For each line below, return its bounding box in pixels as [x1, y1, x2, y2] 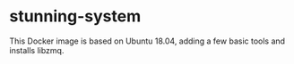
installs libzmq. [9, 44, 65, 55]
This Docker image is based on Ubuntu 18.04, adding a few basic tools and [9, 36, 285, 46]
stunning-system [9, 6, 142, 27]
